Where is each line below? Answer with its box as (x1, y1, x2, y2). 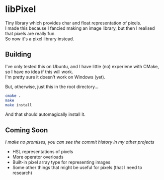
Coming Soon (5, 126, 48, 134)
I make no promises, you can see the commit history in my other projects (5, 139, 155, 145)
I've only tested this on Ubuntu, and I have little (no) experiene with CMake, (5, 63, 159, 69)
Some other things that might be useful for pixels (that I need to (12, 165, 143, 171)
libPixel (5, 3, 36, 15)
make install (5, 102, 32, 107)
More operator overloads (12, 154, 64, 160)
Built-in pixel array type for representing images (12, 159, 111, 165)
